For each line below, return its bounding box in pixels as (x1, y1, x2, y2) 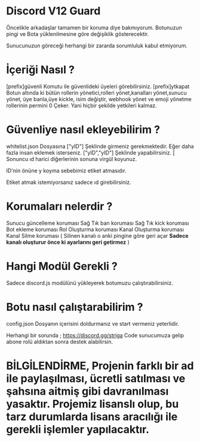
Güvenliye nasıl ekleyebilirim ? (6, 123, 160, 137)
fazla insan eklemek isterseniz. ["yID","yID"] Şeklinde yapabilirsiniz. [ (6, 149, 175, 156)
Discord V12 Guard (6, 4, 101, 18)
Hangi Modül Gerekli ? (6, 259, 118, 273)
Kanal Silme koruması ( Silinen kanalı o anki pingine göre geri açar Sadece (6, 232, 189, 239)
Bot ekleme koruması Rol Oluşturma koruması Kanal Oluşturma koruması (6, 226, 184, 233)
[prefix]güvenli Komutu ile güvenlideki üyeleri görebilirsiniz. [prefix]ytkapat (6, 83, 190, 90)
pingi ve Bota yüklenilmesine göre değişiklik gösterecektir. (6, 30, 149, 37)
